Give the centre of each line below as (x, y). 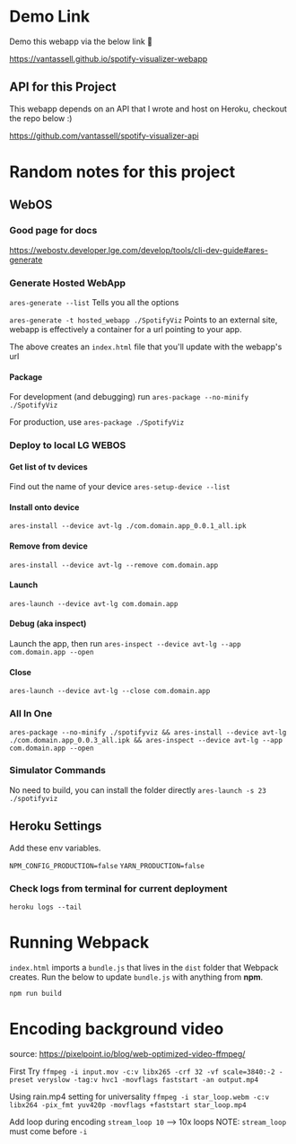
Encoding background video (117, 1029)
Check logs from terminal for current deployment (118, 888)
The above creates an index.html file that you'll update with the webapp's (146, 347)
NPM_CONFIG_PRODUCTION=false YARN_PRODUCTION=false (107, 866)
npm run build (36, 993)
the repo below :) (41, 118)
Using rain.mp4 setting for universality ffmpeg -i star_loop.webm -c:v (139, 1096)
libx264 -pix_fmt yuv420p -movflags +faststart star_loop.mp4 (128, 1105)
